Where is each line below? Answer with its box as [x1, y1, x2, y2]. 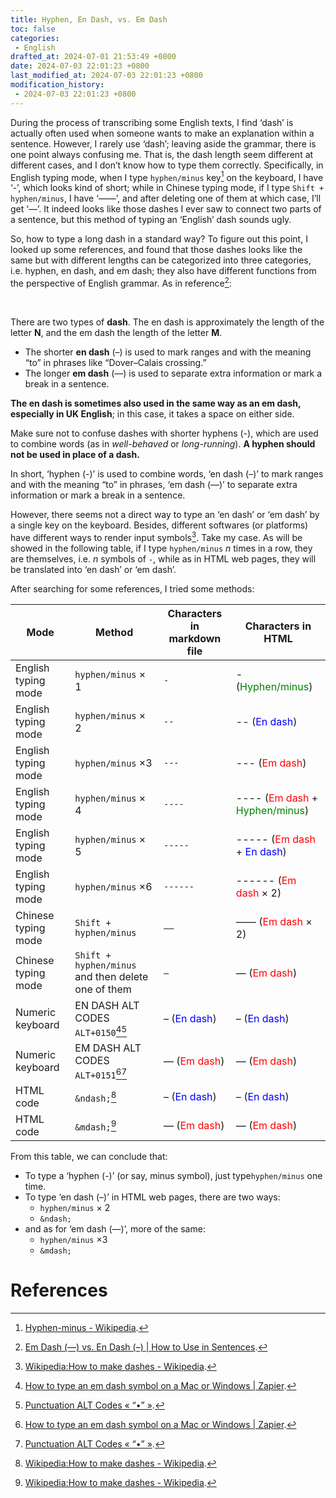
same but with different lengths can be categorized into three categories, [10, 254, 312, 266]
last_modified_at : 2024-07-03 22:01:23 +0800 [10, 71, 203, 81]
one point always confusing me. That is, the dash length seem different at [10, 148, 314, 160]
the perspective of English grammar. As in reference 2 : [10, 276, 232, 289]
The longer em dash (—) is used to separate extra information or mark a [24, 367, 323, 379]
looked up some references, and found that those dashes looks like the [10, 244, 303, 256]
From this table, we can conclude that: [10, 1151, 168, 1163]
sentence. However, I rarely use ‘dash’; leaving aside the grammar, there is [10, 137, 317, 150]
